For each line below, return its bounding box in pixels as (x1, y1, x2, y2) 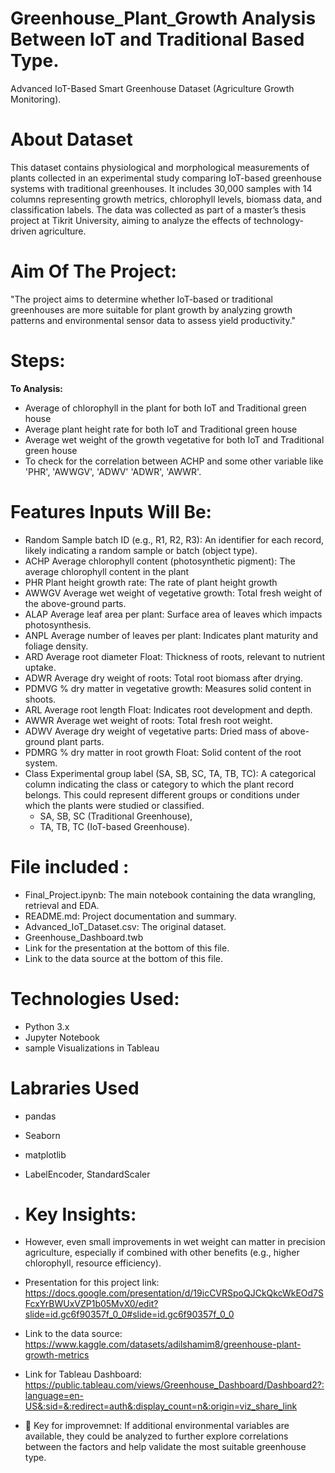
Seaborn (24, 1129, 61, 1141)
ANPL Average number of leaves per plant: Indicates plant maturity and (24, 629, 319, 641)
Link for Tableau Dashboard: (24, 1368, 142, 1381)
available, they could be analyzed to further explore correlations (24, 1430, 289, 1442)
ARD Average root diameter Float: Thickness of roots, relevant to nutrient (24, 650, 326, 662)
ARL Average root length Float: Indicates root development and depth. (24, 703, 313, 716)
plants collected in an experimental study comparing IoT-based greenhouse (10, 172, 322, 184)
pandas (24, 1110, 57, 1122)
